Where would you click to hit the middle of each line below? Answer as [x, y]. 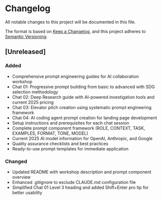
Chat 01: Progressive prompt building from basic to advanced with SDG [83, 87]
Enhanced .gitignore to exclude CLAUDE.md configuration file [74, 182]
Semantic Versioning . [26, 36]
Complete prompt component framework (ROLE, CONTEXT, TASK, [79, 128]
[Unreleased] [26, 52]
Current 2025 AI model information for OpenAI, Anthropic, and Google [82, 138]
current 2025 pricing [33, 102]
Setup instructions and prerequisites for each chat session [71, 123]
